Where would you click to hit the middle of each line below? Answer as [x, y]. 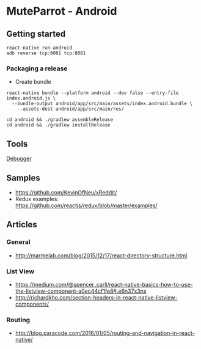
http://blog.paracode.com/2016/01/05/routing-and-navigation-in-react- [105, 333]
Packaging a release [37, 68]
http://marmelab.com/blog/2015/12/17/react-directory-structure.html [101, 255]
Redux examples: [37, 199]
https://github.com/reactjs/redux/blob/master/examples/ [86, 205]
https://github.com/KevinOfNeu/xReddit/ [66, 192]
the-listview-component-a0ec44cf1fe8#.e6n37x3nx [81, 291]
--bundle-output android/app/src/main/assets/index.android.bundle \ [102, 104]
